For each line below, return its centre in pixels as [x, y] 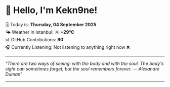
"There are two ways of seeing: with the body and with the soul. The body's [84, 63]
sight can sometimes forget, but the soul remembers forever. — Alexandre [82, 69]
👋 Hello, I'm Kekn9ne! [51, 10]
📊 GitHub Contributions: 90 [34, 39]
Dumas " [14, 74]
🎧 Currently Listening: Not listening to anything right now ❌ [68, 47]
